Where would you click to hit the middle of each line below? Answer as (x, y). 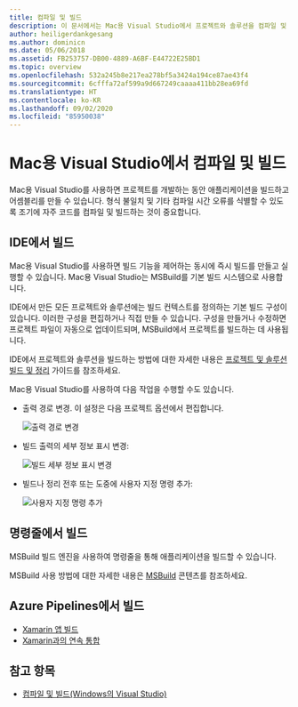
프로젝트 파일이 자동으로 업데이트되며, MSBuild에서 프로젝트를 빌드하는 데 (137, 329)
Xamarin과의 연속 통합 (61, 640)
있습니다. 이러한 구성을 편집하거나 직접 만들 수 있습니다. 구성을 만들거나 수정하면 (148, 317)
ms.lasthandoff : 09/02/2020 (61, 108)
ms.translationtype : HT (53, 92)
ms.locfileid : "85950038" (57, 116)
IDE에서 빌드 (42, 242)
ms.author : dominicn (48, 42)
